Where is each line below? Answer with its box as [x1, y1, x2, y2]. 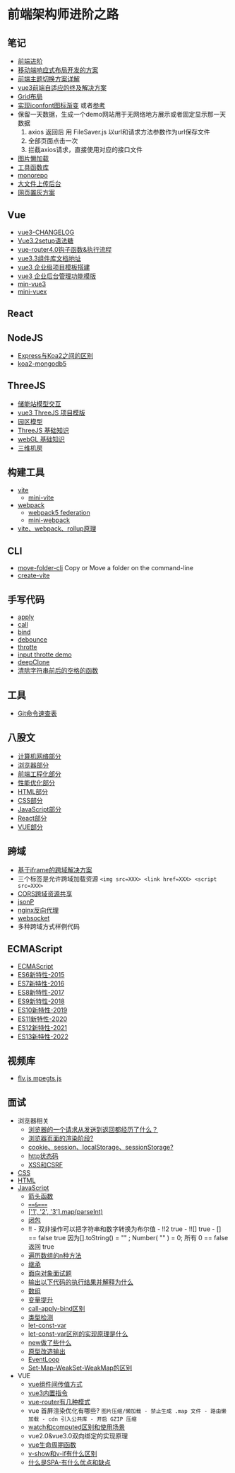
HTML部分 [17, 787, 48, 796]
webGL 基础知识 [17, 434, 66, 443]
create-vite [17, 571, 50, 580]
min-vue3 [17, 279, 47, 288]
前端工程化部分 [17, 769, 61, 778]
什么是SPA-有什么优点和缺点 [28, 1458, 112, 1467]
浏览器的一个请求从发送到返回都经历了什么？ [28, 1126, 159, 1134]
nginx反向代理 [17, 906, 59, 914]
